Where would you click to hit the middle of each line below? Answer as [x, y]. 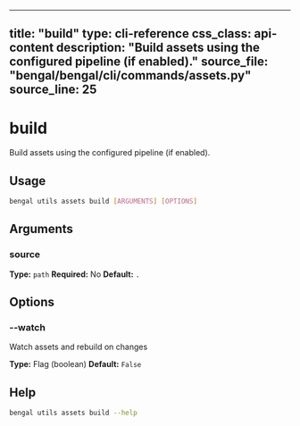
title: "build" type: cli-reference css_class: [130, 33]
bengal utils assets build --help [74, 413]
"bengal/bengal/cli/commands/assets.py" [130, 75]
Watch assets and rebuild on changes [79, 347]
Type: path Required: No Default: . [75, 274]
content [32, 48]
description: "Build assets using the [158, 48]
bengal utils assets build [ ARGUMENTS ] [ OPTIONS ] [104, 202]
